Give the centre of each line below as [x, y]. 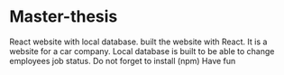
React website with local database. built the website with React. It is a [138, 42]
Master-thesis [64, 17]
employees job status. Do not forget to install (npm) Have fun [123, 61]
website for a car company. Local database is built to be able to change [142, 51]
